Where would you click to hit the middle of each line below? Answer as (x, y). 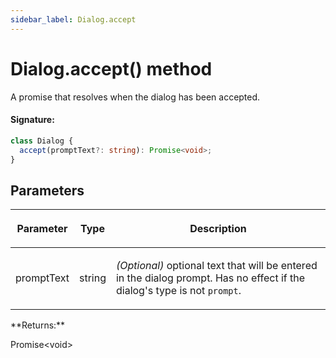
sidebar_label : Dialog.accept (73, 19)
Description (218, 229)
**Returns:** (38, 325)
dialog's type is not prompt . (178, 291)
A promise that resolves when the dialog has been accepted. (135, 97)
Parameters (47, 190)
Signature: (32, 120)
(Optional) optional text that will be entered (216, 266)
